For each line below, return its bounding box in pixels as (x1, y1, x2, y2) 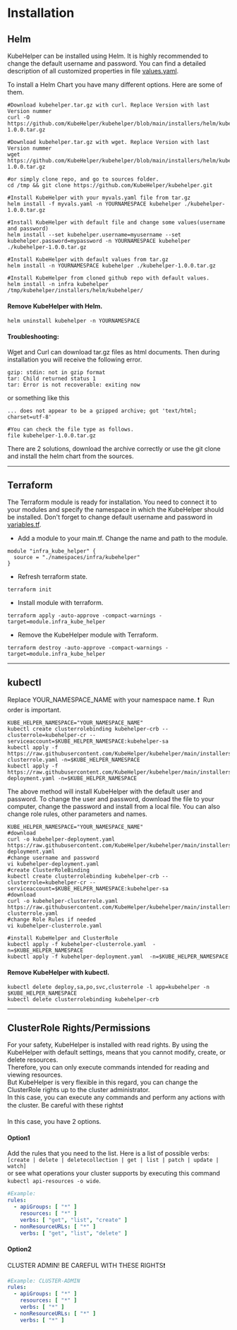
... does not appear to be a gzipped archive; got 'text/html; (7, 407, 197, 414)
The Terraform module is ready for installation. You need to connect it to (7, 498, 217, 506)
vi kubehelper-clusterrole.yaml (7, 923, 102, 930)
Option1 (7, 1133, 30, 1142)
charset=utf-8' (7, 414, 52, 421)
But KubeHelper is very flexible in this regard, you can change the (7, 1078, 199, 1086)
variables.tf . (7, 520, 42, 529)
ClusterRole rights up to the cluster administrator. (7, 1086, 150, 1094)
